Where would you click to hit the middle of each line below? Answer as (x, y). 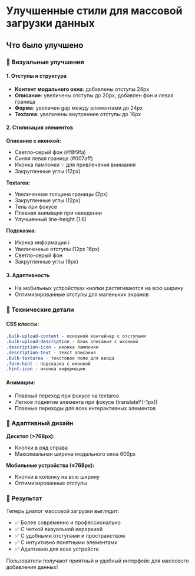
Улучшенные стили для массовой (94, 11)
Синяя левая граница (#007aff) (54, 158)
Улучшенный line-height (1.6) (51, 219)
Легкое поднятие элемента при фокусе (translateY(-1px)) (86, 401)
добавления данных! (32, 567)
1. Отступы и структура (36, 76)
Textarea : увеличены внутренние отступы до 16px (78, 114)
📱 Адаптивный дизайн (40, 423)
